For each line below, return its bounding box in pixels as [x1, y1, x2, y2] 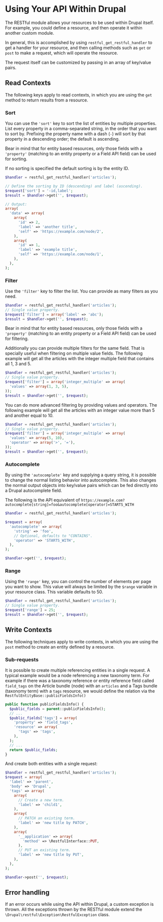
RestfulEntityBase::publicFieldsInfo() [5, 693, 86, 698]
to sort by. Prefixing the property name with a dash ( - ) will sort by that [5, 131, 146, 137]
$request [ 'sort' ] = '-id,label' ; [5, 188, 73, 193]
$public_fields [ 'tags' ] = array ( [9, 715, 78, 721]
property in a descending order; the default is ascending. [5, 136, 120, 142]
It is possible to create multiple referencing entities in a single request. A [5, 667, 150, 673]
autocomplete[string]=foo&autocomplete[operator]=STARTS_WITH [5, 502, 134, 508]
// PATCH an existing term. [18, 816, 76, 821]
